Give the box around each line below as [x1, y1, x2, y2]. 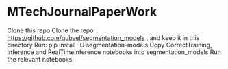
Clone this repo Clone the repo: [7, 26, 96, 34]
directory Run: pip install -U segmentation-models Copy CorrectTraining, [7, 41, 212, 49]
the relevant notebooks [7, 55, 73, 63]
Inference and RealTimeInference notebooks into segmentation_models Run [7, 48, 221, 56]
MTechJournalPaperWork [7, 4, 157, 20]
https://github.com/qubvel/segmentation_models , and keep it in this [7, 33, 200, 41]
